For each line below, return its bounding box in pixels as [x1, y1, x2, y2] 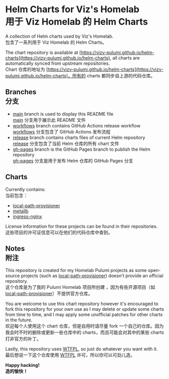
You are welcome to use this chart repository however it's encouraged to [5, 301, 159, 307]
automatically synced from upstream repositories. [5, 60, 110, 66]
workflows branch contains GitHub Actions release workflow [12, 122, 140, 128]
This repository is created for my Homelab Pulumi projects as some [5, 267, 147, 274]
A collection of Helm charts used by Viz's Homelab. [5, 33, 114, 39]
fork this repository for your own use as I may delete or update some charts [5, 306, 164, 312]
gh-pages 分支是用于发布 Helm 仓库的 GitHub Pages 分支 [12, 157, 134, 164]
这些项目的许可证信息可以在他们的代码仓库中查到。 [5, 229, 113, 235]
